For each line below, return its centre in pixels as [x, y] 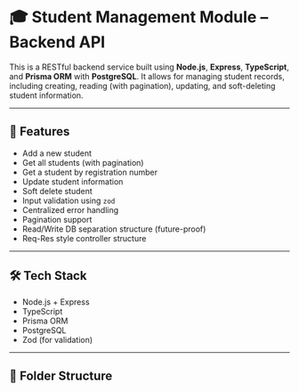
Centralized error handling [70, 209]
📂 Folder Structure [61, 376]
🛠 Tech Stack [48, 276]
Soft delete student [57, 191]
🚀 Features [40, 131]
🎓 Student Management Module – [139, 17]
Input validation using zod [69, 200]
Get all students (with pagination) [83, 162]
